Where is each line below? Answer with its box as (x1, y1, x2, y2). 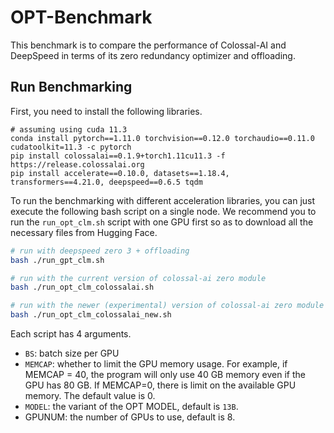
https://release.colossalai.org (10, 159, 145, 170)
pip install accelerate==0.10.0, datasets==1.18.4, (10, 168, 230, 178)
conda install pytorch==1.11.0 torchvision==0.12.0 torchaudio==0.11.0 (10, 133, 315, 143)
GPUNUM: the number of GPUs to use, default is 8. (24, 411, 236, 423)
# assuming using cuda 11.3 (10, 124, 128, 135)
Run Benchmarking (10, 79, 133, 96)
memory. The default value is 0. (24, 390, 156, 401)
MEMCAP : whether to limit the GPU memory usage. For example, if (24, 358, 288, 370)
